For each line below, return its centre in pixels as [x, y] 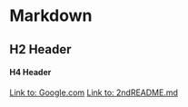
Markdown [51, 16]
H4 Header [30, 73]
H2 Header [40, 49]
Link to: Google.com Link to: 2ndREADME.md [94, 92]
